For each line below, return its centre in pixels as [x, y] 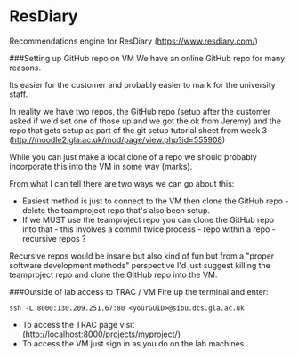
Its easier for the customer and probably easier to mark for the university [142, 84]
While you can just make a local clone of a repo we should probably [133, 156]
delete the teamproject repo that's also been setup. [116, 210]
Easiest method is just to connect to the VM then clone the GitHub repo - [155, 201]
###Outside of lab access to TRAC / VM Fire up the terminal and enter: [139, 291]
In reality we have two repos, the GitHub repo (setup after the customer [140, 111]
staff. [19, 94]
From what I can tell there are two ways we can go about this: [122, 183]
